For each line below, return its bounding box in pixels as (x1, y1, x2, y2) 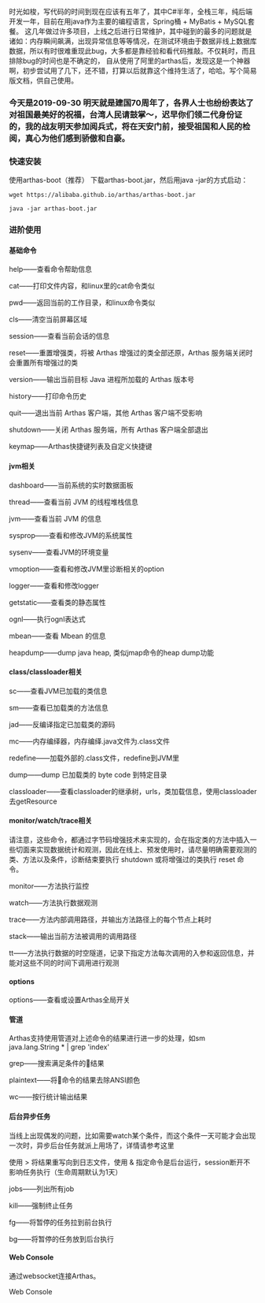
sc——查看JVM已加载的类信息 (9, 686, 108, 696)
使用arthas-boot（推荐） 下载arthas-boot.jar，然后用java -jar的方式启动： (9, 176, 248, 185)
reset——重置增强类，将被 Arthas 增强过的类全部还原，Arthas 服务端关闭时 (9, 348, 253, 358)
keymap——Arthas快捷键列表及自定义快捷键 (9, 442, 153, 451)
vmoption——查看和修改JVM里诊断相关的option (9, 564, 164, 574)
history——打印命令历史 (9, 392, 87, 401)
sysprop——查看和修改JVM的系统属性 (9, 530, 133, 540)
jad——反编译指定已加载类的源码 (9, 719, 116, 729)
